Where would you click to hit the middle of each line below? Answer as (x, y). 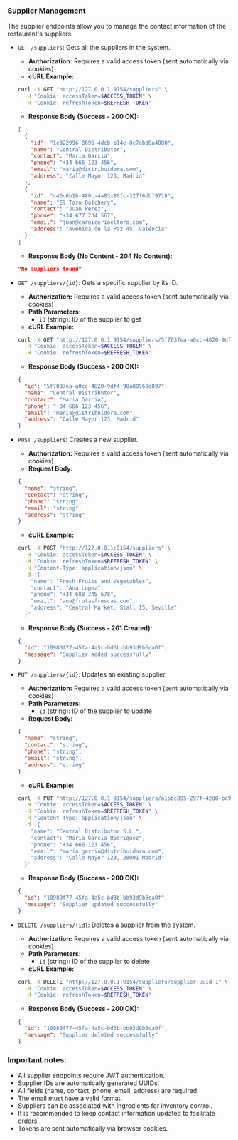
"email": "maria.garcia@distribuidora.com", (98, 851)
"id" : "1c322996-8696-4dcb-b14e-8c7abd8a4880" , (102, 143)
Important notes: (37, 1059)
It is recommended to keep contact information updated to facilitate (116, 1114)
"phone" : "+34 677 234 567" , (74, 216)
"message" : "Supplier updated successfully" (91, 904)
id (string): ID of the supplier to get (90, 319)
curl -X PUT (35, 798)
